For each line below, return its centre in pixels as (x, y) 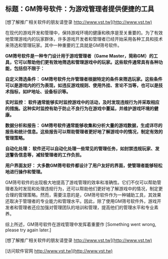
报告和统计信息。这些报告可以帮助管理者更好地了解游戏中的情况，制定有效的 (84, 131)
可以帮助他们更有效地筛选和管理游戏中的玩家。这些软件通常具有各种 (88, 62)
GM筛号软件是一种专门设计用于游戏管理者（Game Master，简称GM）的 (79, 56)
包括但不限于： (29, 68)
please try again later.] (28, 230)
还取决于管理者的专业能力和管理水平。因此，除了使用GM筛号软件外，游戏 (81, 201)
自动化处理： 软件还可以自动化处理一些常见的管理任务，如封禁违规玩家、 (80, 148)
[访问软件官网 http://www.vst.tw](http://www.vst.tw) (59, 251)
